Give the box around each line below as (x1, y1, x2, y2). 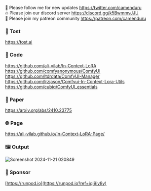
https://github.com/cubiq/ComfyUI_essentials (5, 84, 98, 90)
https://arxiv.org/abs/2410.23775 (5, 107, 72, 113)
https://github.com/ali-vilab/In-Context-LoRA (5, 62, 97, 69)
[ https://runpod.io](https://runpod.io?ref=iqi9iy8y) (5, 180, 107, 186)
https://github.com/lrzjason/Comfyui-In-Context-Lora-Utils (5, 78, 125, 84)
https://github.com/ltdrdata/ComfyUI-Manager (5, 73, 100, 79)
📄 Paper (5, 96, 25, 103)
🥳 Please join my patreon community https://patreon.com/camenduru (5, 15, 147, 21)
